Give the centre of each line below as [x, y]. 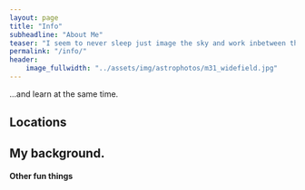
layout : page [34, 18]
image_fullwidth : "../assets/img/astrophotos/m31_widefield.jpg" [152, 69]
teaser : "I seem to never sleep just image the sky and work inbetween [148, 43]
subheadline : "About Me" [56, 34]
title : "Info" [36, 26]
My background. [57, 153]
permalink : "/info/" [49, 52]
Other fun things [41, 176]
